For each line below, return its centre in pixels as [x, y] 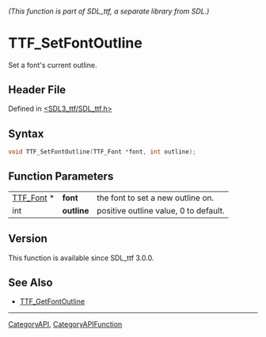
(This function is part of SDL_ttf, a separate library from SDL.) [109, 11]
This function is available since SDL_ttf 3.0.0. [81, 258]
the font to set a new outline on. [156, 198]
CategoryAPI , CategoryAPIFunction [65, 324]
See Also [30, 283]
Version [28, 239]
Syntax [26, 133]
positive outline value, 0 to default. [161, 210]
